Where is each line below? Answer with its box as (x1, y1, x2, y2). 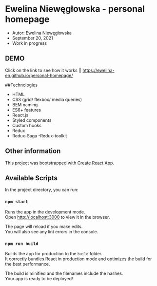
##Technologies (5, 82, 38, 88)
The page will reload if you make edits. (5, 223, 83, 229)
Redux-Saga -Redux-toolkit (12, 133, 67, 138)
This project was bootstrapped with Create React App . (5, 160, 115, 166)
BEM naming (12, 101, 38, 108)
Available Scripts (5, 174, 58, 182)
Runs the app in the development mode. (5, 209, 85, 215)
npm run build (5, 241, 39, 247)
